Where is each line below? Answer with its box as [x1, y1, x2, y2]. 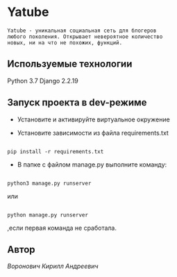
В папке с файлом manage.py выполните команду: [17, 160, 167, 169]
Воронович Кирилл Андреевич [7, 262, 99, 271]
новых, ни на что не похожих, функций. [7, 39, 123, 46]
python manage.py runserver [7, 211, 89, 219]
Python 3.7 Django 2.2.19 [7, 76, 78, 85]
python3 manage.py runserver [7, 180, 92, 187]
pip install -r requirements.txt [7, 148, 104, 155]
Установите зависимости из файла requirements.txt [17, 128, 169, 137]
